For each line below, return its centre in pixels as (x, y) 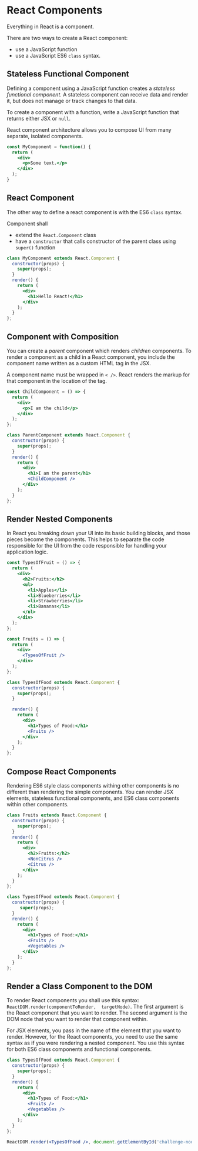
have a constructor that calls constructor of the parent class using (95, 241)
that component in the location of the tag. (57, 381)
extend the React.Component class (56, 235)
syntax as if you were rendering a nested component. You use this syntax (95, 1043)
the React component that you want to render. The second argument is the (97, 1013)
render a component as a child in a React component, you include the (91, 357)
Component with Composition (63, 337)
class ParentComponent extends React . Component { (69, 435)
